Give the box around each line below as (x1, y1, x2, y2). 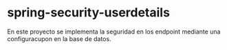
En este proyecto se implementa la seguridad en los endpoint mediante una (7, 27, 221, 36)
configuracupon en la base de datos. (7, 34, 111, 42)
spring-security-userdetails (7, 5, 171, 21)
